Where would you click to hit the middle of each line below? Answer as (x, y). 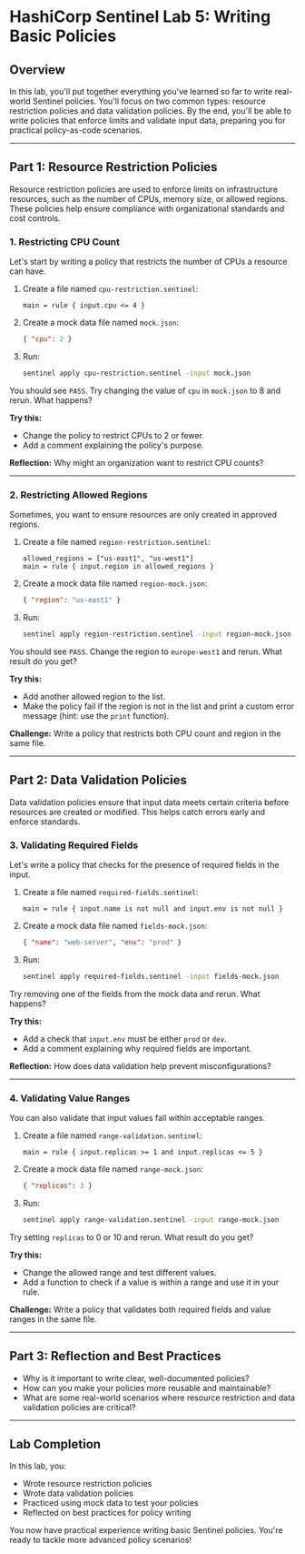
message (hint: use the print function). (96, 715)
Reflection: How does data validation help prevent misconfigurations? (140, 1065)
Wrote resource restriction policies (87, 1484)
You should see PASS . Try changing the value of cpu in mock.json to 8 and (145, 390)
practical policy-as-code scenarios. (76, 130)
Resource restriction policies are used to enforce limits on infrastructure (144, 189)
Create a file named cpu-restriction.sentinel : (110, 289)
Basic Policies (63, 36)
